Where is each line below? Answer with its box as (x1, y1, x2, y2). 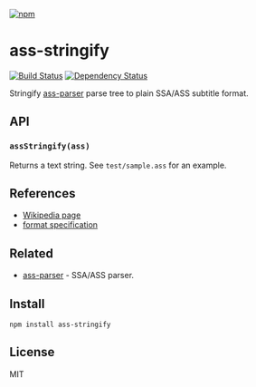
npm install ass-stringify (9, 320, 111, 330)
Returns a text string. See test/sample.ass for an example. (9, 160, 227, 170)
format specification (22, 219, 98, 230)
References (9, 186, 76, 201)
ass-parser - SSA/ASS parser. (22, 270, 134, 281)
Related (9, 246, 54, 261)
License (9, 344, 55, 360)
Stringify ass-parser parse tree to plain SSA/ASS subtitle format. (9, 87, 249, 99)
